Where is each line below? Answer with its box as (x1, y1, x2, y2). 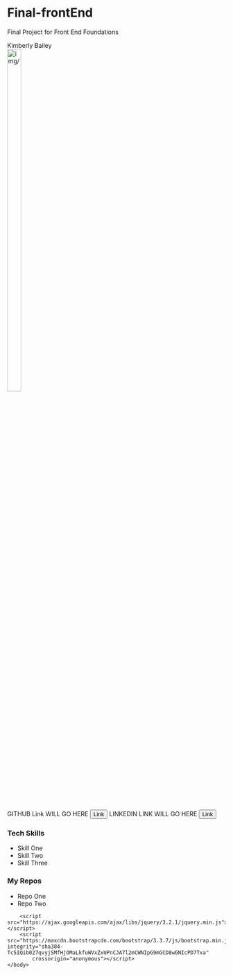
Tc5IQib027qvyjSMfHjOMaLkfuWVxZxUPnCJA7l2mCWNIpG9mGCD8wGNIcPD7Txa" (7, 949, 209, 956)
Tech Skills (7, 828, 45, 838)
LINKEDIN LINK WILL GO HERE (109, 809, 198, 818)
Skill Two (17, 852, 44, 860)
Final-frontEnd (7, 5, 94, 21)
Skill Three (17, 858, 49, 868)
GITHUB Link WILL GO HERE (7, 809, 89, 818)
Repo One (17, 892, 46, 900)
